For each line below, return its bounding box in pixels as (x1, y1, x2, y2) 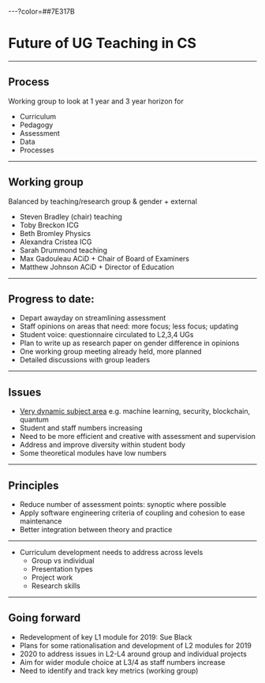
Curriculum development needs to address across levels (19, 548, 203, 557)
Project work (31, 572, 73, 582)
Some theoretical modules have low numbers (19, 448, 167, 458)
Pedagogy (19, 120, 54, 129)
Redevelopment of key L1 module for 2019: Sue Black (19, 632, 192, 642)
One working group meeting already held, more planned (19, 347, 203, 356)
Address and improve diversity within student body (19, 440, 186, 449)
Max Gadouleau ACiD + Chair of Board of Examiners (19, 253, 190, 263)
